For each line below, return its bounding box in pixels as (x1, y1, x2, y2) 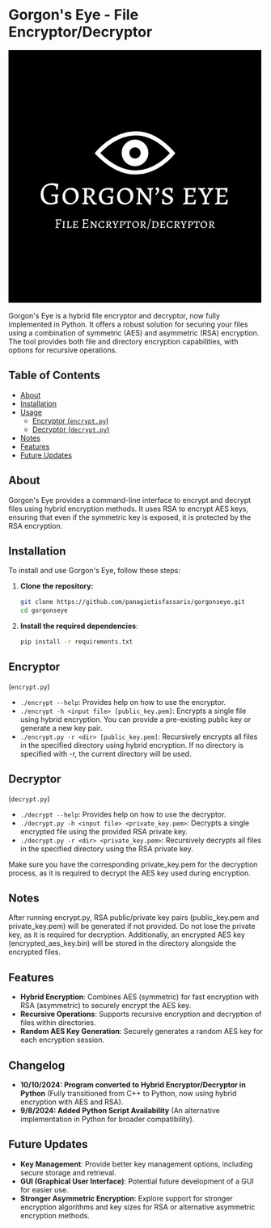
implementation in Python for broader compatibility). (19, 1114, 195, 1125)
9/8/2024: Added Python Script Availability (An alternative (19, 1106, 220, 1116)
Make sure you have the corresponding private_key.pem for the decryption (8, 859, 258, 869)
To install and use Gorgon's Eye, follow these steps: (8, 566, 180, 576)
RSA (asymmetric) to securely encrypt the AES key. (19, 1001, 192, 1011)
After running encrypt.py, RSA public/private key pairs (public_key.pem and (8, 913, 260, 922)
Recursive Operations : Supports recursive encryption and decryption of (19, 1009, 262, 1019)
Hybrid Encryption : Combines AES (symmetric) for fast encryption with (19, 992, 259, 1002)
